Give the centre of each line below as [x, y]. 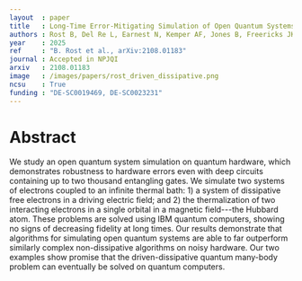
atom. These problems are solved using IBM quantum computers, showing [147, 219]
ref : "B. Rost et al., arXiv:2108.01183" [98, 51]
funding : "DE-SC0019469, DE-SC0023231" [86, 92]
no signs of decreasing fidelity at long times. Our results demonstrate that [146, 229]
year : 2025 [38, 43]
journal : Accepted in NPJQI [64, 59]
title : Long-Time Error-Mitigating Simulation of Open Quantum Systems [152, 26]
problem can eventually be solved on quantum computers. [117, 267]
